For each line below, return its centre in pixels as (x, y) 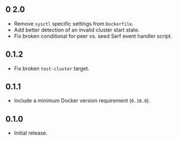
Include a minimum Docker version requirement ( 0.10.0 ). (82, 101)
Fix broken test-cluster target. (52, 68)
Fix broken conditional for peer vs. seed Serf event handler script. (93, 36)
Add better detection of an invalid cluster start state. (76, 30)
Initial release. (31, 133)
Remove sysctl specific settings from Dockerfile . (74, 23)
